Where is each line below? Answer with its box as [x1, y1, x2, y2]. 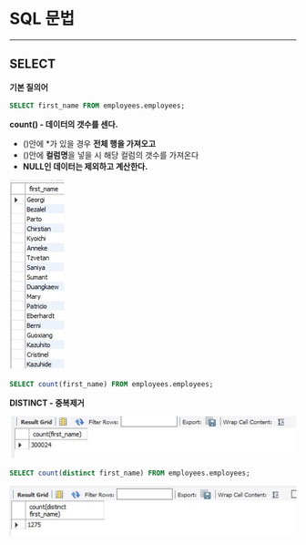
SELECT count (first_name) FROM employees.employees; [9, 379, 214, 388]
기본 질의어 [9, 81, 48, 92]
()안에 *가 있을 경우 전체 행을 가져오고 [22, 138, 157, 149]
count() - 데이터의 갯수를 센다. [9, 118, 118, 129]
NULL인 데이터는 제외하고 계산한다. [22, 160, 148, 171]
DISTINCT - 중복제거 [9, 397, 85, 408]
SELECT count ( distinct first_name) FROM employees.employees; [9, 468, 250, 478]
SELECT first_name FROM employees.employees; [9, 101, 185, 110]
